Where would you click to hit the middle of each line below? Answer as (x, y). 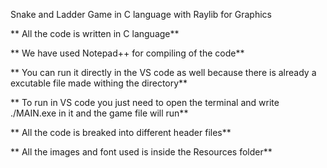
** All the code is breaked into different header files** (121, 132)
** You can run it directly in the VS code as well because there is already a (163, 72)
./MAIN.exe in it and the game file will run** (99, 113)
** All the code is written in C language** (95, 33)
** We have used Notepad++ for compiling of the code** (127, 53)
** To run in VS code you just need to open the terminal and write (145, 102)
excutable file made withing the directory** (99, 83)
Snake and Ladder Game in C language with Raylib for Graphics (141, 14)
